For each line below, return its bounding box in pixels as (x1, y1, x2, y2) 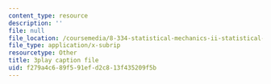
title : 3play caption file (8, 57, 99, 65)
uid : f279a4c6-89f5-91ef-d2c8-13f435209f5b (8, 64, 157, 72)
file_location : (8, 34, 60, 42)
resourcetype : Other (8, 49, 78, 57)
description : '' (8, 19, 63, 27)
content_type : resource (8, 11, 89, 20)
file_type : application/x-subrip (8, 42, 121, 50)
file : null (8, 26, 45, 34)
